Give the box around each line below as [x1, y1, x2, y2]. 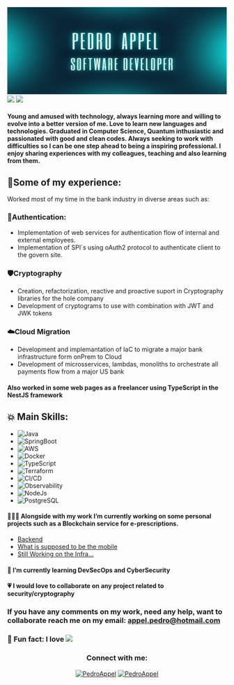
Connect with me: [86, 653, 148, 663]
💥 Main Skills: [7, 411, 68, 423]
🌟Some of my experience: [7, 176, 122, 188]
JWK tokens [17, 309, 52, 317]
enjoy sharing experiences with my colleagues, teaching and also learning [7, 149, 227, 157]
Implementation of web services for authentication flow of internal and [17, 228, 219, 236]
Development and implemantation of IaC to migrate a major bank [17, 345, 203, 354]
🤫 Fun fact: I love [7, 634, 65, 644]
